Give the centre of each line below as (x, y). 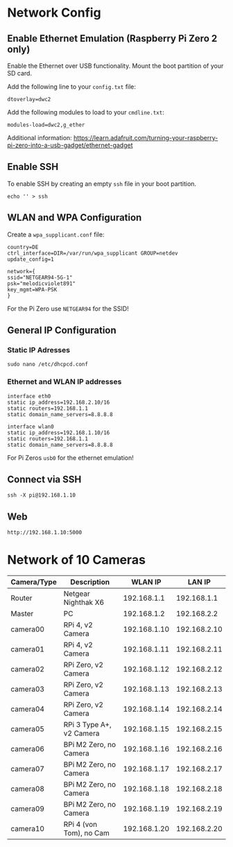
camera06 (28, 749)
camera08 (28, 789)
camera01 (28, 649)
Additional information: (40, 138)
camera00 (28, 629)
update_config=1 (31, 259)
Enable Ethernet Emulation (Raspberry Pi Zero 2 (112, 38)
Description (90, 582)
